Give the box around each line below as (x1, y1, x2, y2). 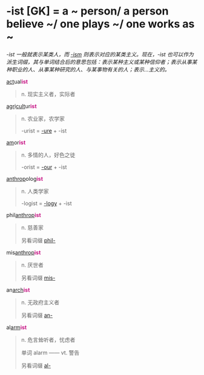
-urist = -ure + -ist (21, 127, 67, 134)
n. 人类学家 (21, 187, 50, 195)
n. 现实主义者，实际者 (21, 90, 76, 97)
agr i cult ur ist (6, 102, 38, 109)
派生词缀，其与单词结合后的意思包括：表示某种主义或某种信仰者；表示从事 (6, 58, 192, 65)
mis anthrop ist (6, 249, 41, 256)
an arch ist (6, 286, 30, 293)
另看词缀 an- (21, 311, 53, 319)
